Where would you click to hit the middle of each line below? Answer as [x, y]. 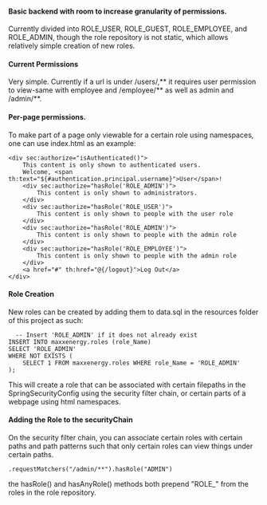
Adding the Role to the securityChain [71, 420]
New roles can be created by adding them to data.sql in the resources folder [133, 312]
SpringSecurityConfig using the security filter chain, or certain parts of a [127, 393]
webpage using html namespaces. [65, 401]
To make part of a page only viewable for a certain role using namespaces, [131, 135]
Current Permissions [43, 64]
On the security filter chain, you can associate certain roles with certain [126, 438]
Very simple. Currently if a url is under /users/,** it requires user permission [132, 82]
